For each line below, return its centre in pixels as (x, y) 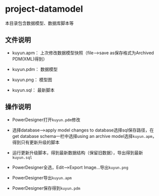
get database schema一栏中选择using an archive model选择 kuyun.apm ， (84, 136)
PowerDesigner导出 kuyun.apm (42, 177)
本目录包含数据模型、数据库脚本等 (39, 23)
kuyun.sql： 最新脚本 (33, 90)
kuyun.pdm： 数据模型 (35, 69)
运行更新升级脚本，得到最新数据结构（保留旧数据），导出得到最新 (78, 152)
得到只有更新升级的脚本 (36, 142)
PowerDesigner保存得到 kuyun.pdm (46, 188)
